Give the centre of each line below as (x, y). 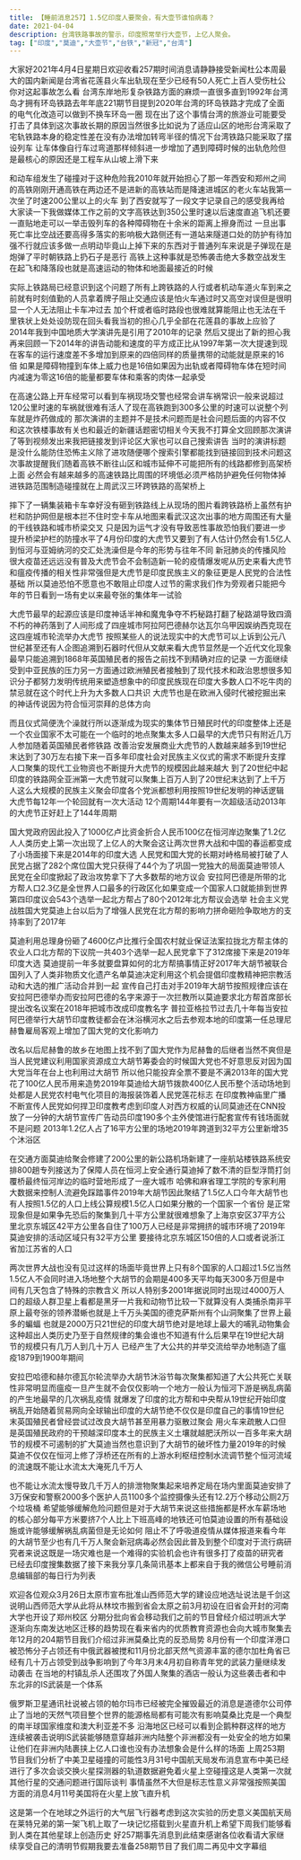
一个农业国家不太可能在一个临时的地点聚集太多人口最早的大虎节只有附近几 (146, 734)
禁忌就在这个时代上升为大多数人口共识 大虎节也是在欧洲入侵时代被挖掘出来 (148, 693)
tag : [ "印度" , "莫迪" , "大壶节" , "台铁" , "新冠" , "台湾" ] (101, 43)
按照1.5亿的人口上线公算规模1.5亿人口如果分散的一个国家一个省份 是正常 (158, 1204)
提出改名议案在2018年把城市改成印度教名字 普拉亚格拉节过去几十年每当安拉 (149, 1008)
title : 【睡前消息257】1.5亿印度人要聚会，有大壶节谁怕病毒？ (112, 18)
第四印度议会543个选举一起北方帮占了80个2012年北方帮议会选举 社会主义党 (149, 899)
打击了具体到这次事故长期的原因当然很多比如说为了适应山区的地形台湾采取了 (150, 126)
